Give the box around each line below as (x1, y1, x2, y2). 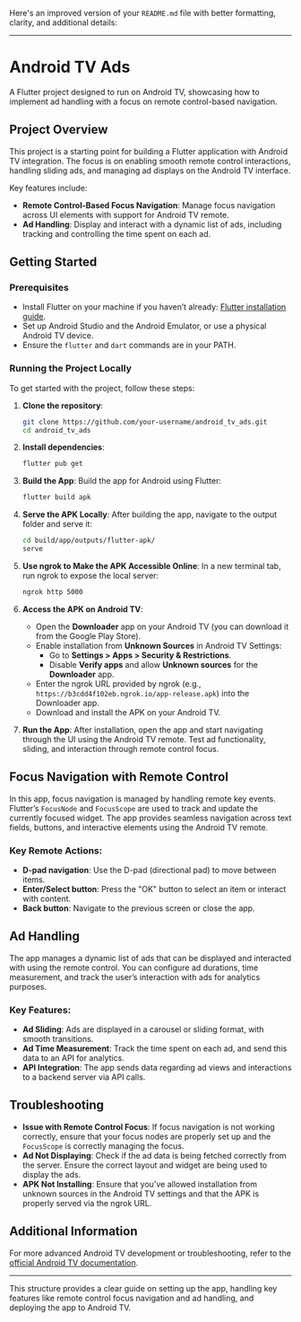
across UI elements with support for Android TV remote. (21, 209, 230, 220)
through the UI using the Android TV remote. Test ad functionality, (21, 733, 266, 744)
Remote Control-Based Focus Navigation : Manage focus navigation (21, 199, 276, 210)
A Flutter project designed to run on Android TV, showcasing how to (9, 86, 260, 97)
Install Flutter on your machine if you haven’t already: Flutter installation (21, 302, 287, 312)
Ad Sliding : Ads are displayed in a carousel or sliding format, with (21, 1024, 264, 1035)
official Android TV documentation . (9, 1256, 139, 1268)
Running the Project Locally (9, 363, 132, 375)
